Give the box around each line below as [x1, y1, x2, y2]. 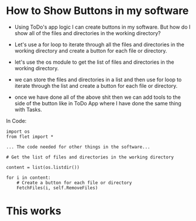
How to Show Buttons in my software [6, 4, 189, 18]
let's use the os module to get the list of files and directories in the [14, 58, 174, 65]
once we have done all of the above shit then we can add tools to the [14, 94, 181, 101]
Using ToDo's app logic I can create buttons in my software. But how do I [14, 23, 191, 30]
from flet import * [6, 133, 54, 140]
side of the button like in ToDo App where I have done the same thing [14, 99, 181, 106]
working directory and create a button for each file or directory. [14, 47, 167, 54]
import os [6, 129, 30, 134]
